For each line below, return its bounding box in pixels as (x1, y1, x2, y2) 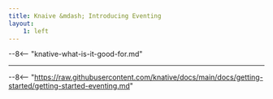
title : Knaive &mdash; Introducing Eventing (8, 11, 162, 20)
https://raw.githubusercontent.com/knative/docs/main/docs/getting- (33, 72, 264, 82)
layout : (8, 19, 35, 28)
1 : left (23, 27, 49, 35)
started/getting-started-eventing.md (8, 81, 130, 91)
